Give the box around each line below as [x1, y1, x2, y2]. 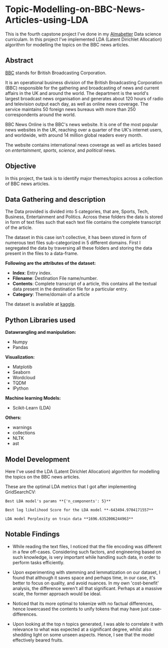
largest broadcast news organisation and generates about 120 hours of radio [5, 95, 163, 101]
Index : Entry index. [12, 270, 52, 276]
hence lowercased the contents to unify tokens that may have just [12, 606, 149, 612]
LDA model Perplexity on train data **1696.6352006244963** [5, 516, 134, 521]
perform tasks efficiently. [12, 559, 65, 565]
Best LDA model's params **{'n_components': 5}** [5, 499, 111, 504]
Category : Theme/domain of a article [12, 291, 90, 298]
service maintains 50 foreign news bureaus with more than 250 [5, 106, 136, 112]
